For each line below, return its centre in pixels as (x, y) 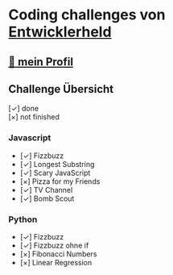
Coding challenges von (87, 15)
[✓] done (23, 108)
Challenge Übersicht (61, 89)
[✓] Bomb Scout (47, 198)
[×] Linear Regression (56, 262)
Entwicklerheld (60, 32)
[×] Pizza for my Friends (60, 181)
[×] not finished (34, 117)
